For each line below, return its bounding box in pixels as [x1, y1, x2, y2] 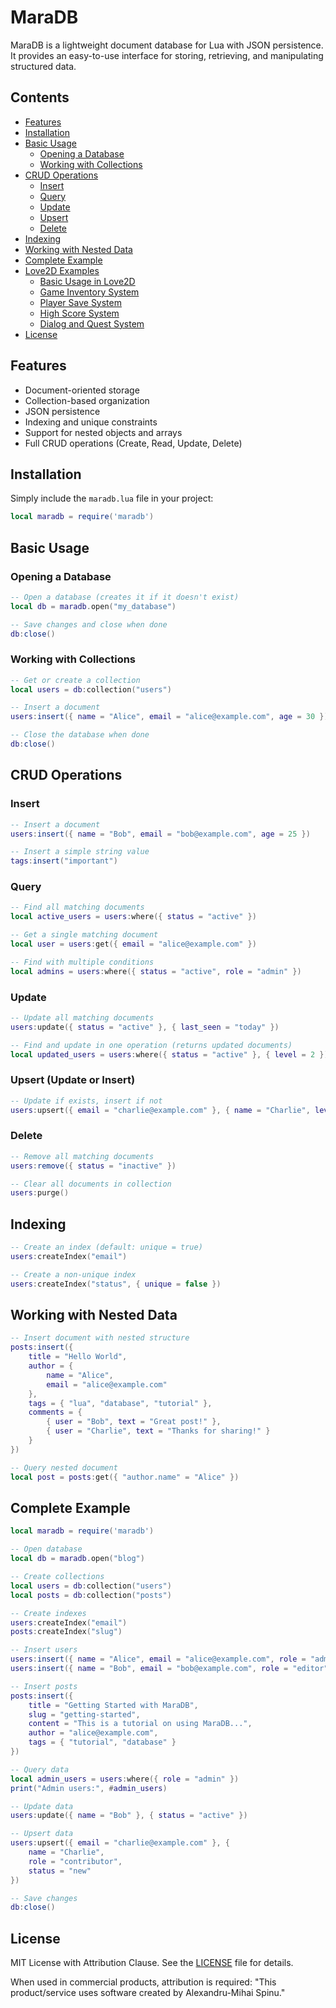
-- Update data [10, 1801, 74, 1811]
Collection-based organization [24, 394, 150, 406]
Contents [10, 89, 70, 106]
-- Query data [10, 1764, 70, 1775]
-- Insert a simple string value [10, 847, 150, 857]
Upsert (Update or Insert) [10, 1073, 136, 1087]
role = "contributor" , [28, 1856, 123, 1866]
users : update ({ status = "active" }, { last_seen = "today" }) [10, 1022, 280, 1032]
